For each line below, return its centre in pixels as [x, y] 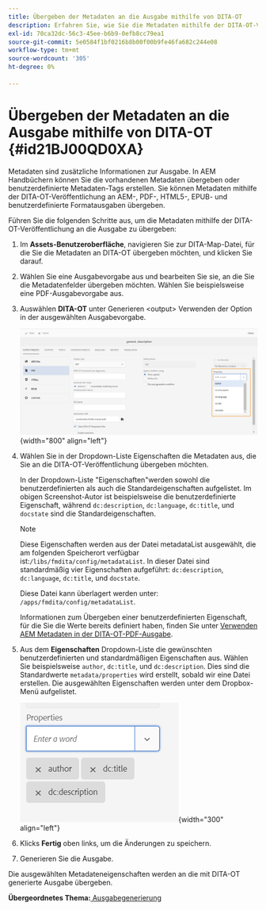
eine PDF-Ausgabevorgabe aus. [72, 293]
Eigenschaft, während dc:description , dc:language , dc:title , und [127, 505]
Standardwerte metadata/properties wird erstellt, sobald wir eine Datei [135, 674]
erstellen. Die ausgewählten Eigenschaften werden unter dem [120, 683]
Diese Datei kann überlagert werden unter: [89, 593]
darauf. [31, 261]
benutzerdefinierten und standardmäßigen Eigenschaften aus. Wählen [134, 658]
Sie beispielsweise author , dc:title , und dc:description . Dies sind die [135, 666]
